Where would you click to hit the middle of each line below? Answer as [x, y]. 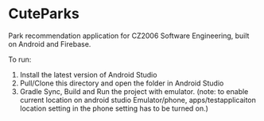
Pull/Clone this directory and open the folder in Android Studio [122, 83]
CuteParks [44, 14]
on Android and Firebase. [50, 43]
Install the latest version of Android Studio [88, 74]
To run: [20, 59]
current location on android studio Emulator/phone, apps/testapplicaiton [138, 100]
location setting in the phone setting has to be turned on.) [114, 108]
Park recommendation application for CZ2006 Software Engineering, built [129, 36]
